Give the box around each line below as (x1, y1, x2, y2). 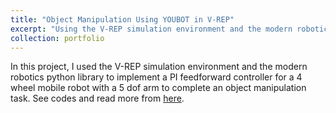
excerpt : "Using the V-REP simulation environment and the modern (10, 24, 293, 34)
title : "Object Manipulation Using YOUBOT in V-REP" (10, 14, 235, 25)
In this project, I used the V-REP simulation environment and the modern (10, 61, 308, 73)
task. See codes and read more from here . (10, 92, 185, 105)
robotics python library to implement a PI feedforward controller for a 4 (10, 71, 303, 83)
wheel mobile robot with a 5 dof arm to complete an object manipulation (10, 82, 307, 94)
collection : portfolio (10, 33, 105, 43)
